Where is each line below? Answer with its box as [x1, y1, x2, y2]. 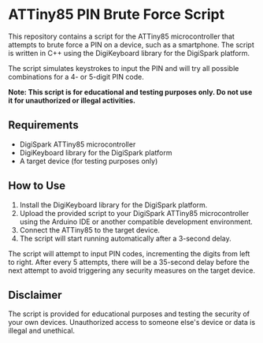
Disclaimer [8, 288, 62, 301]
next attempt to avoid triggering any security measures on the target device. [8, 266, 256, 275]
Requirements [8, 118, 79, 132]
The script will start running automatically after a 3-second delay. [19, 233, 232, 243]
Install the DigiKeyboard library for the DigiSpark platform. [19, 199, 208, 210]
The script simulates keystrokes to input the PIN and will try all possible [8, 63, 239, 73]
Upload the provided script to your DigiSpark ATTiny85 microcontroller [19, 208, 250, 218]
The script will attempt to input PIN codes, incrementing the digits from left [8, 248, 250, 258]
